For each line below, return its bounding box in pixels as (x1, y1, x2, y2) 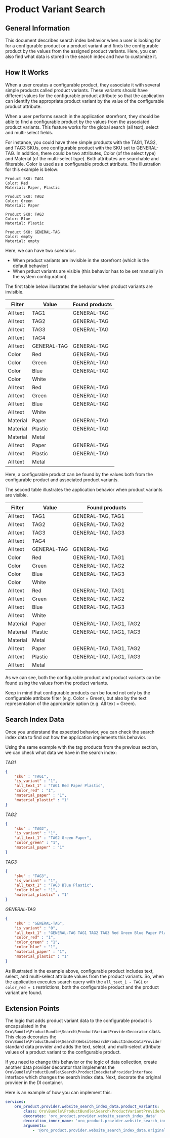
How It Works (5, 68, 49, 77)
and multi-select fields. (5, 129, 53, 135)
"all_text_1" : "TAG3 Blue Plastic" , (14, 883, 94, 888)
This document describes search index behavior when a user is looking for (5, 37, 161, 43)
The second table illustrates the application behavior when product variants (5, 486, 163, 492)
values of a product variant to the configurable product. (5, 1049, 121, 1055)
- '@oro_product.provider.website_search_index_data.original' (32, 1128, 168, 1133)
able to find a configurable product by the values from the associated (5, 119, 150, 125)
